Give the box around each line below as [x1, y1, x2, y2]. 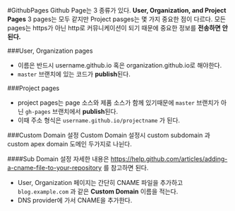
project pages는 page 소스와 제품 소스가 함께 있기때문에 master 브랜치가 [17, 98, 219, 107]
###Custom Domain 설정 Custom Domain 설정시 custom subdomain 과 [7, 131, 210, 139]
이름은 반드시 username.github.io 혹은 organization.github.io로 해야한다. [17, 61, 222, 69]
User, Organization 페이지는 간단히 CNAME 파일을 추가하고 [17, 179, 183, 186]
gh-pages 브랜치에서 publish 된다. [25, 108, 119, 115]
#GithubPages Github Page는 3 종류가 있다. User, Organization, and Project [7, 6, 227, 14]
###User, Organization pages [7, 46, 93, 55]
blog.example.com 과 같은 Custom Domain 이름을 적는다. [17, 187, 179, 196]
